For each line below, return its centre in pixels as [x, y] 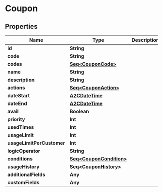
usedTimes [21, 127]
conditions [20, 159]
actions [16, 88]
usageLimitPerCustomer [36, 143]
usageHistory [24, 167]
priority [16, 119]
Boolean [79, 111]
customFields [24, 183]
